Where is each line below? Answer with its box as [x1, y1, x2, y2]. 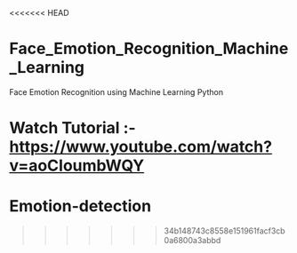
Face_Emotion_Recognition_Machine [9, 39, 289, 59]
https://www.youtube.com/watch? [9, 137, 273, 157]
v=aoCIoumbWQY [9, 155, 145, 176]
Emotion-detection [9, 196, 152, 217]
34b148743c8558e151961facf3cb [164, 225, 286, 236]
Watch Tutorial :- [9, 118, 136, 138]
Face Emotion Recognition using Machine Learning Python [9, 86, 224, 97]
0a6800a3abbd [164, 235, 221, 246]
